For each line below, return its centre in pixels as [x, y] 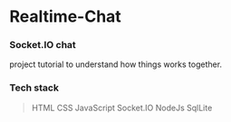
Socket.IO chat [43, 45]
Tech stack [34, 88]
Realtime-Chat [66, 17]
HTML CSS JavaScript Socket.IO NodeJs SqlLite [122, 108]
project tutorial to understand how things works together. [116, 64]
